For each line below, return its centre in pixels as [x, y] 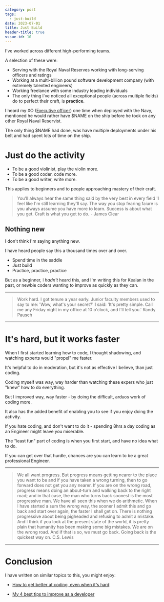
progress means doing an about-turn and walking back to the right [84, 490]
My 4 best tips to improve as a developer [53, 594]
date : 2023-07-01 [23, 23]
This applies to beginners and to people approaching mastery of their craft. [81, 188]
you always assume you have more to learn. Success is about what [84, 208]
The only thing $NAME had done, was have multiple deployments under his [81, 130]
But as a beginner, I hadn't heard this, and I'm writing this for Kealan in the [80, 280]
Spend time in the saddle [37, 260]
